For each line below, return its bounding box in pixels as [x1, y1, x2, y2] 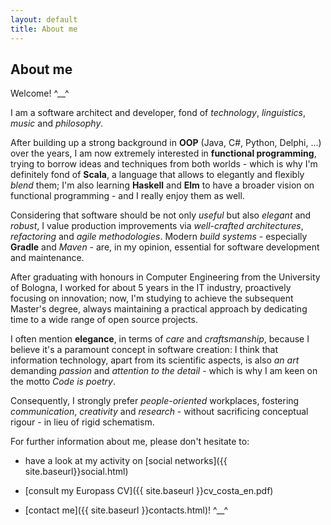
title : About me [10, 24, 78, 34]
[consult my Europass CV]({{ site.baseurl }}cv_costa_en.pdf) [24, 485, 274, 497]
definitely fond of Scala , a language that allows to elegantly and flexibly [10, 169, 305, 181]
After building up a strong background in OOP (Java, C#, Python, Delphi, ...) [10, 137, 322, 149]
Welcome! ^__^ [10, 87, 70, 100]
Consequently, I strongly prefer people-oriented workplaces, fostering [10, 395, 300, 407]
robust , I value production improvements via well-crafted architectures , [10, 220, 304, 232]
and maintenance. [10, 252, 85, 264]
